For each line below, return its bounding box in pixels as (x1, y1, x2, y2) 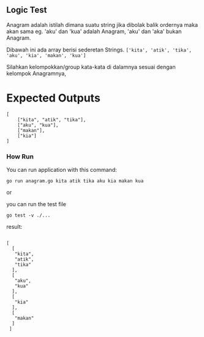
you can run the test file (6, 201, 66, 208)
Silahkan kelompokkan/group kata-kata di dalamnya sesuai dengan (6, 63, 176, 70)
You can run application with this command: (6, 166, 118, 174)
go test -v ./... (6, 212, 51, 219)
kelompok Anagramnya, (6, 70, 66, 77)
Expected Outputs (6, 91, 101, 105)
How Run (6, 152, 34, 161)
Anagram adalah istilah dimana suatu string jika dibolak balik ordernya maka (6, 21, 198, 28)
